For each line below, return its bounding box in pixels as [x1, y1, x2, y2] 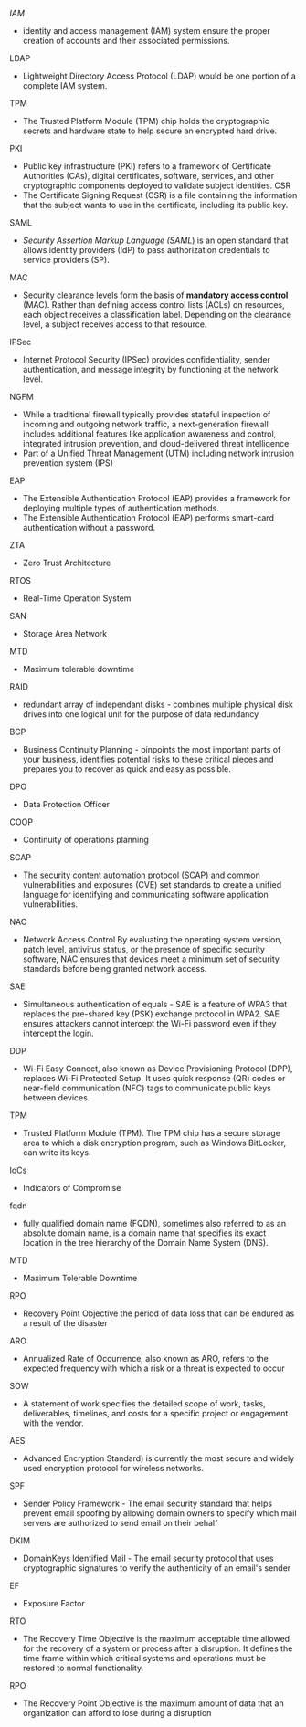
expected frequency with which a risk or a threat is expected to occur [22, 1363, 285, 1374]
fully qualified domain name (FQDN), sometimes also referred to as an [22, 1218, 286, 1228]
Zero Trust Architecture [22, 557, 111, 568]
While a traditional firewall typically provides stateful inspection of [22, 409, 271, 419]
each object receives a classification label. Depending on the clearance [22, 310, 292, 320]
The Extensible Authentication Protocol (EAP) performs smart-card [22, 512, 274, 523]
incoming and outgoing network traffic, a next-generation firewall [22, 419, 269, 429]
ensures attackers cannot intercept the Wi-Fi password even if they [22, 1018, 277, 1028]
